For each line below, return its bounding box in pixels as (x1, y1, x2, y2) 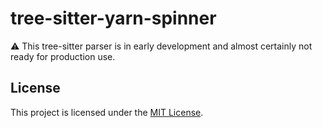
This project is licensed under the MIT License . (10, 106, 204, 118)
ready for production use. (10, 50, 116, 62)
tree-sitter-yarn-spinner (10, 7, 217, 30)
